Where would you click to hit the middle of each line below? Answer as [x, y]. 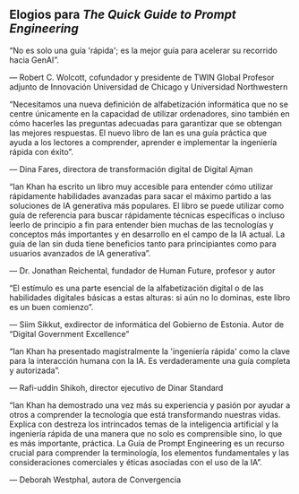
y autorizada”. [35, 370]
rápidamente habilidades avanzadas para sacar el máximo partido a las [140, 195]
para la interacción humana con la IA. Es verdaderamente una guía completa [150, 360]
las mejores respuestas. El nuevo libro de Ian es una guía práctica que [138, 133]
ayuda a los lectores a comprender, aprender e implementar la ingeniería [143, 142]
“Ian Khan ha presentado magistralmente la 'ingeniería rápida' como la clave [150, 351]
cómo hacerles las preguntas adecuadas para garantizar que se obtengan [145, 123]
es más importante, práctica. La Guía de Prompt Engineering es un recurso [147, 443]
